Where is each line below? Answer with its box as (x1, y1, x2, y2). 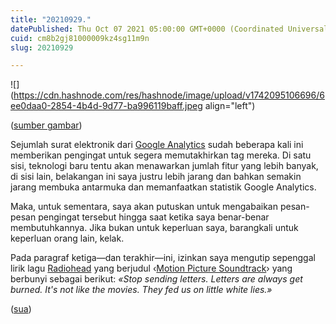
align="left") (204, 100, 256, 112)
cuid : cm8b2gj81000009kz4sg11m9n (10, 33, 150, 43)
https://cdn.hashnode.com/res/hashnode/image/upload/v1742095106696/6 (13, 89, 325, 101)
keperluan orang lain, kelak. (10, 232, 125, 245)
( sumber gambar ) (10, 119, 83, 131)
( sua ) (10, 303, 32, 315)
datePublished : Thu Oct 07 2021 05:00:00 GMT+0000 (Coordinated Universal (10, 24, 329, 34)
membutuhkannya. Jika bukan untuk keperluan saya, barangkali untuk (10, 222, 299, 234)
